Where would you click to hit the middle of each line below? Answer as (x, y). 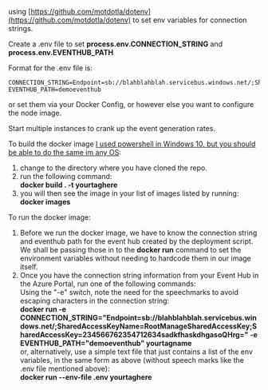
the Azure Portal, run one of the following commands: (108, 284)
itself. (29, 267)
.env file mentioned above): (65, 368)
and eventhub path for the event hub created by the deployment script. (136, 241)
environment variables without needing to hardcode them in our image (135, 258)
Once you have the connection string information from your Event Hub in (139, 275)
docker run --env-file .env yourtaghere (86, 377)
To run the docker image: (49, 217)
